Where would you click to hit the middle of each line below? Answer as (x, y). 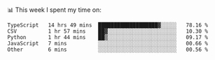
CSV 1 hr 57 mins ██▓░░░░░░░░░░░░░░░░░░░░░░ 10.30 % (108, 31)
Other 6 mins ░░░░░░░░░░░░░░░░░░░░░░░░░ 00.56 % (108, 50)
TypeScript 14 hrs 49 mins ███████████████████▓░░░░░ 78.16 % (108, 25)
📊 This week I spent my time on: (54, 10)
